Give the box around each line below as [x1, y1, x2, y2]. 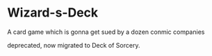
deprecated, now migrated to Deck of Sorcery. [7, 41, 140, 49]
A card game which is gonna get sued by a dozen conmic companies [7, 28, 205, 36]
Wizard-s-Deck [7, 5, 99, 21]
